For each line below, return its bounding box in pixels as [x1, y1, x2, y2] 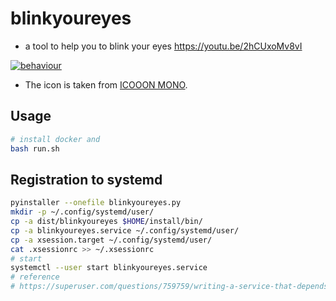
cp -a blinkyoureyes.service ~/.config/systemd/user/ [10, 225, 240, 236]
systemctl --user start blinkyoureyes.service [10, 263, 208, 273]
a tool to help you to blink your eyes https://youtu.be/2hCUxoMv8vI [24, 40, 303, 52]
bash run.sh [10, 143, 60, 154]
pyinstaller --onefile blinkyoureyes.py [10, 198, 182, 208]
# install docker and [10, 134, 101, 144]
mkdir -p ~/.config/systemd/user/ [10, 207, 155, 217]
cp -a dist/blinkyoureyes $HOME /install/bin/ [10, 217, 203, 227]
